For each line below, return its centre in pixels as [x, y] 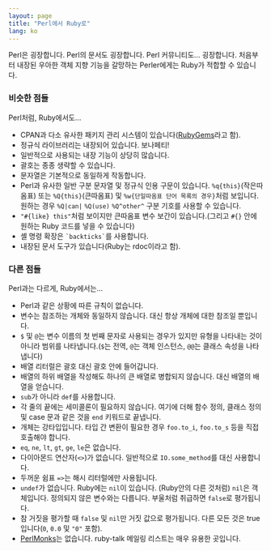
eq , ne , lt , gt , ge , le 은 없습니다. [70, 447]
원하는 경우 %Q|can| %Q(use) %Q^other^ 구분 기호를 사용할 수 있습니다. [130, 205]
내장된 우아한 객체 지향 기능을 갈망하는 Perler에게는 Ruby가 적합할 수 [126, 65]
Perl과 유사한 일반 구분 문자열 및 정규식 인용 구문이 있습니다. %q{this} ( [132, 185]
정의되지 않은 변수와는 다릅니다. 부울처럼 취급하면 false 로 [142, 498]
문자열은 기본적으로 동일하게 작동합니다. [83, 175]
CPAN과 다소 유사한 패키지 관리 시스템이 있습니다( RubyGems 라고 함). [130, 135]
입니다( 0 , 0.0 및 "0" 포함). [61, 528]
